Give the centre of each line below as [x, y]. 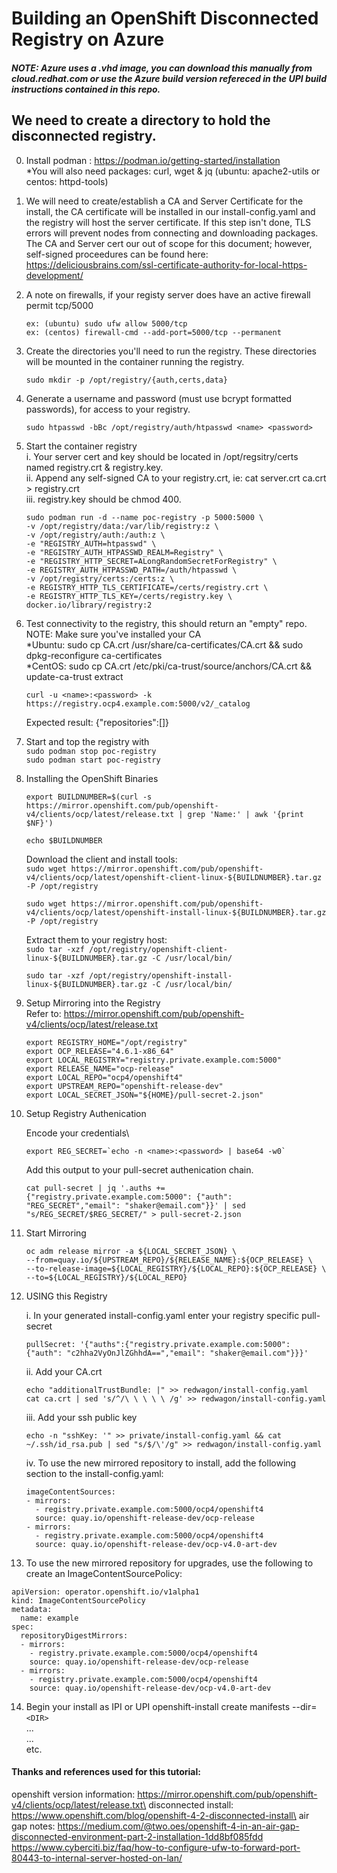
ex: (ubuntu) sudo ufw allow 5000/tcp [106, 323]
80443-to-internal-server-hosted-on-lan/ [97, 1858]
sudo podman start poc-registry [93, 760]
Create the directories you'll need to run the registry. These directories [171, 351]
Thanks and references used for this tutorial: [106, 1772]
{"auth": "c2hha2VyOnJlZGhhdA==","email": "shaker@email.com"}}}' [167, 1353]
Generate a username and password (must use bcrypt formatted [159, 398]
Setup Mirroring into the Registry [93, 1003]
